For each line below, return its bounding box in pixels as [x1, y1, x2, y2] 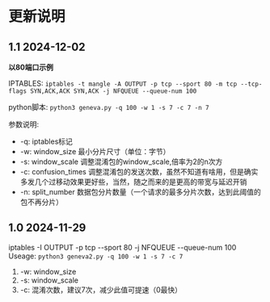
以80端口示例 [8, 62, 54, 72]
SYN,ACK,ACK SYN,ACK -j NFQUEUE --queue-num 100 [29, 87, 197, 95]
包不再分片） [19, 197, 63, 207]
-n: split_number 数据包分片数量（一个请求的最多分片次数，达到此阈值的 [19, 187, 261, 196]
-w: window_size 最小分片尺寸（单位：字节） [19, 147, 171, 156]
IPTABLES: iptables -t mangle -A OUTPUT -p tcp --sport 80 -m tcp [8, 78, 238, 88]
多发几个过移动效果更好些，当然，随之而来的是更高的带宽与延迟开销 [19, 177, 247, 187]
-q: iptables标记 [19, 136, 73, 146]
